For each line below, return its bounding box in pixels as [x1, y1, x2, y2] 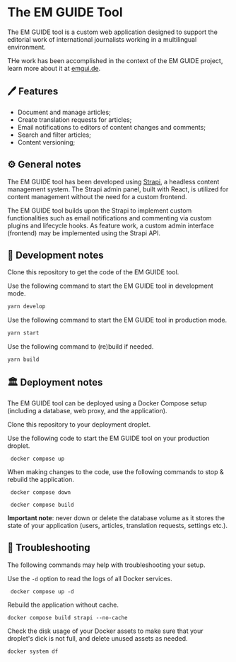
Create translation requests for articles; [17, 115, 132, 124]
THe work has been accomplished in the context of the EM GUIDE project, [7, 56, 223, 64]
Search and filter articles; [17, 130, 92, 139]
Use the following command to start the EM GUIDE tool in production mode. [7, 316, 228, 325]
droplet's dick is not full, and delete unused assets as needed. [7, 634, 188, 642]
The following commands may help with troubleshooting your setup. [7, 561, 206, 569]
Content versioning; [17, 138, 76, 146]
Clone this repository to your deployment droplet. [7, 420, 151, 429]
